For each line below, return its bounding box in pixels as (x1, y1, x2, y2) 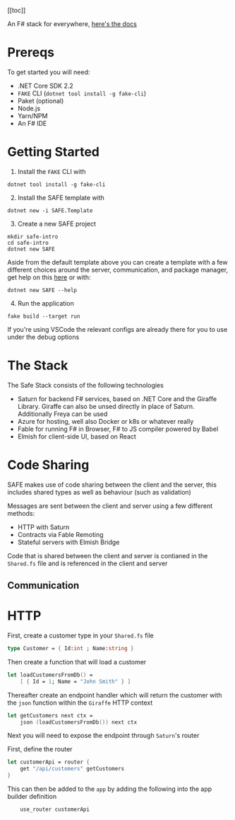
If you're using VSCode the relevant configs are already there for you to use (7, 325, 228, 333)
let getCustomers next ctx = (7, 712, 93, 719)
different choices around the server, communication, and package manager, (7, 265, 228, 274)
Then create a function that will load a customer (7, 657, 147, 666)
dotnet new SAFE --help (7, 287, 78, 294)
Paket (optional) (17, 96, 64, 105)
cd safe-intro (7, 239, 49, 246)
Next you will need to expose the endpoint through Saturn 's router (7, 732, 200, 740)
